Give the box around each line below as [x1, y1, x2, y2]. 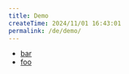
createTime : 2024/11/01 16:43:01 [8, 19, 122, 27]
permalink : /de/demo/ [8, 27, 82, 35]
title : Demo [8, 11, 49, 20]
